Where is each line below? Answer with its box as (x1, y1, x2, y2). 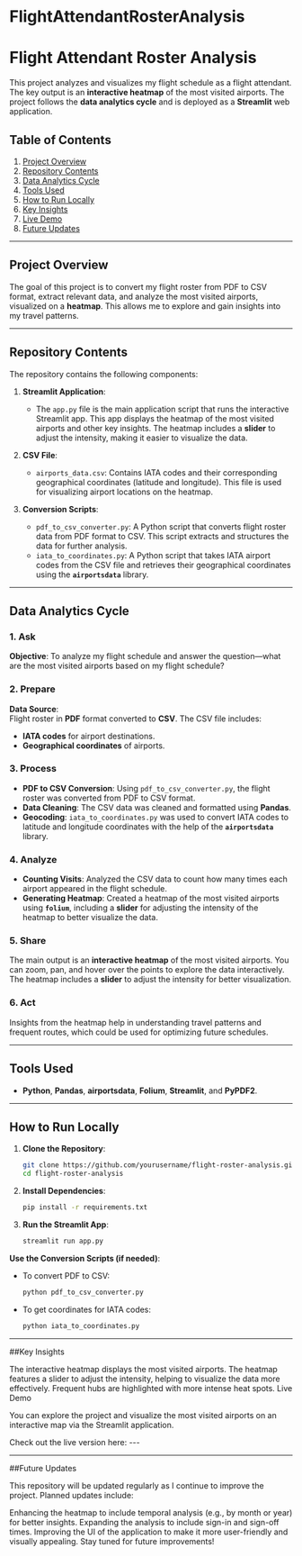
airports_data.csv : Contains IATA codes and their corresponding (35, 466, 278, 478)
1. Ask (9, 630, 36, 643)
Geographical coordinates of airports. (22, 740, 165, 751)
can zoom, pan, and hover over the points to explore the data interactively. (9, 964, 285, 975)
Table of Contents (9, 132, 112, 148)
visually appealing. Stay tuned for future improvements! (9, 1535, 215, 1546)
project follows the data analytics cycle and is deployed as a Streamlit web (9, 96, 290, 107)
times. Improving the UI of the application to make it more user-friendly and (9, 1526, 289, 1537)
